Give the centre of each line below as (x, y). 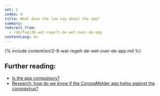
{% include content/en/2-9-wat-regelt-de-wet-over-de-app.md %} (73, 51)
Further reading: (30, 66)
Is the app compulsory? (36, 78)
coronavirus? (25, 88)
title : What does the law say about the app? (52, 19)
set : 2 (11, 10)
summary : (14, 23)
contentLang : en (21, 37)
